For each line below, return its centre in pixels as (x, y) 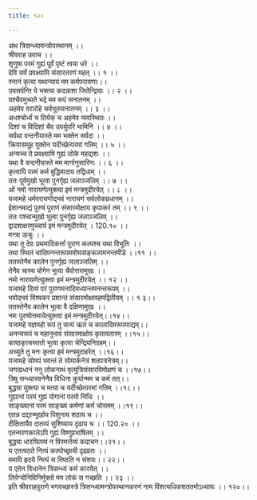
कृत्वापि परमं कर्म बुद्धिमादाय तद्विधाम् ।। (57, 171)
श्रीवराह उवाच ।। (31, 54)
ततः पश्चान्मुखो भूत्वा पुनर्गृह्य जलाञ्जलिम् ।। (63, 216)
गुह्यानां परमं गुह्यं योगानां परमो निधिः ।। (57, 396)
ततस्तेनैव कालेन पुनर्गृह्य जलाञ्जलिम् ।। (59, 262)
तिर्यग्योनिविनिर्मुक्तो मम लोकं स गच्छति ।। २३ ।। (71, 478)
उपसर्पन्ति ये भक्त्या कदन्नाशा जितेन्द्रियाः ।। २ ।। (71, 90)
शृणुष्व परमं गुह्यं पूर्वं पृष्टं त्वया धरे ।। (53, 63)
